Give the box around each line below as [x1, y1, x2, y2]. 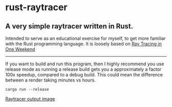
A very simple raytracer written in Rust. [5, 22, 134, 31]
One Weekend [5, 46, 35, 52]
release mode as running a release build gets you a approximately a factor [5, 66, 162, 72]
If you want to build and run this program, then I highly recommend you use [5, 61, 164, 67]
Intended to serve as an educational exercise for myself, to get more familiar [5, 35, 166, 41]
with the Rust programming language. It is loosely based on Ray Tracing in [5, 41, 162, 47]
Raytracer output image [5, 96, 55, 102]
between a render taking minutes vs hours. [5, 77, 96, 83]
